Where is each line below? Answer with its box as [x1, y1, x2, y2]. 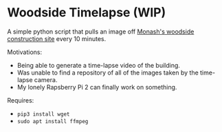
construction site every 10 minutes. [7, 34, 107, 42]
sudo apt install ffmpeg [16, 118, 89, 124]
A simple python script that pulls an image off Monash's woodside [7, 27, 195, 36]
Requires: [7, 96, 34, 104]
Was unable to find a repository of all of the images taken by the [16, 68, 199, 77]
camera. [34, 75, 58, 83]
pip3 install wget [16, 111, 70, 118]
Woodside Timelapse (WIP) [7, 5, 166, 21]
